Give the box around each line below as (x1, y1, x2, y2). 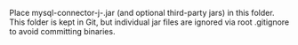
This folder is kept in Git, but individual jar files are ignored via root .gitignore (9, 17, 290, 27)
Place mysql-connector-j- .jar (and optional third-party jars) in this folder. (9, 8, 275, 18)
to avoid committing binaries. (9, 26, 116, 36)
